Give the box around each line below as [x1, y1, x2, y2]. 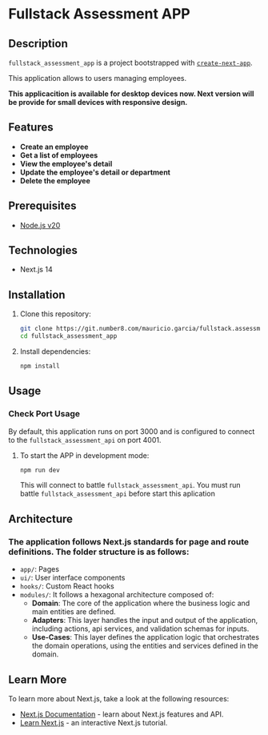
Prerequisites [8, 199, 77, 213]
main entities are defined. [31, 607, 116, 617]
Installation [8, 287, 66, 301]
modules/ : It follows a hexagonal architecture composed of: [19, 590, 214, 600]
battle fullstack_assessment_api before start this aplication [19, 489, 216, 499]
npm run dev [19, 466, 60, 474]
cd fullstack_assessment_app [19, 332, 118, 340]
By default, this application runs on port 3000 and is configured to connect [8, 426, 255, 436]
